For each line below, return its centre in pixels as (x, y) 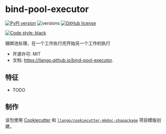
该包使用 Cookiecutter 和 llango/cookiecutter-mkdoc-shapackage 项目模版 (81, 120)
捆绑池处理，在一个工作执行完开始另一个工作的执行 (58, 43)
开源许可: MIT (26, 54)
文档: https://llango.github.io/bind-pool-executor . (63, 60)
